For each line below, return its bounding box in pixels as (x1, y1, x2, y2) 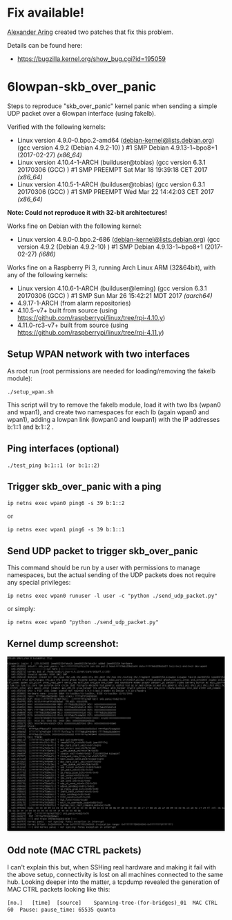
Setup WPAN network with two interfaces (7, 348, 191, 360)
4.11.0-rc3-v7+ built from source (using (17, 321, 129, 329)
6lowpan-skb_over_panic (7, 79, 157, 95)
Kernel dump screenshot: (7, 637, 119, 649)
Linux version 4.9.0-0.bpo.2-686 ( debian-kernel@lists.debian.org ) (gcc (17, 235, 220, 243)
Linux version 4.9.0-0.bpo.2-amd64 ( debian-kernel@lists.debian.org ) (17, 136, 215, 144)
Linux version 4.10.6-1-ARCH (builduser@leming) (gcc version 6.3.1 (17, 284, 207, 292)
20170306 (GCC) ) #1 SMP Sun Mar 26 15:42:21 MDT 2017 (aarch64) (17, 291, 213, 299)
